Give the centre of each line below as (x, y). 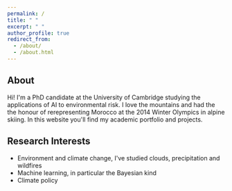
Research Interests (49, 141)
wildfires (29, 165)
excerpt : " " (26, 26)
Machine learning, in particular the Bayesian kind (87, 173)
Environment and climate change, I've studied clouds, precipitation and (118, 158)
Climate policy (37, 180)
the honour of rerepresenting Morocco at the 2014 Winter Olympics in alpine (116, 112)
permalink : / (26, 14)
